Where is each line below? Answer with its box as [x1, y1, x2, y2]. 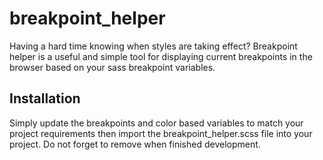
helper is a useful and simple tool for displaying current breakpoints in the [9, 50, 313, 62]
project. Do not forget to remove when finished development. [9, 138, 261, 150]
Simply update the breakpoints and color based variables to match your [9, 117, 304, 129]
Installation [9, 90, 81, 107]
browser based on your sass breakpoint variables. [9, 61, 216, 73]
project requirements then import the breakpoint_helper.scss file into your [9, 127, 313, 139]
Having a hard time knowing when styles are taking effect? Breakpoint [9, 40, 298, 52]
